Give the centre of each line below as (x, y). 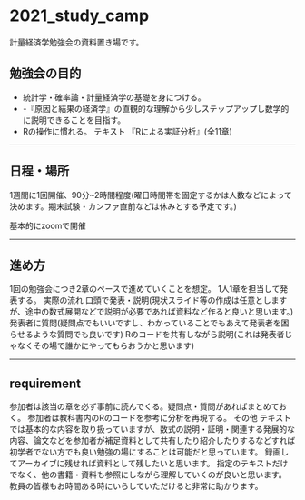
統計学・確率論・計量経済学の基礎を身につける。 (114, 97)
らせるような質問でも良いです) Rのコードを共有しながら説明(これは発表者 (147, 335)
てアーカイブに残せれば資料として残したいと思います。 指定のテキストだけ (149, 464)
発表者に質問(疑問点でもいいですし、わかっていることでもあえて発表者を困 (149, 323)
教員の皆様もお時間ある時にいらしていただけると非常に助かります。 (136, 486)
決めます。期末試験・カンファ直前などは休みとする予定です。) (123, 206)
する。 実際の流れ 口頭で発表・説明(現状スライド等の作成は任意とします (152, 300)
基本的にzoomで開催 (48, 225)
